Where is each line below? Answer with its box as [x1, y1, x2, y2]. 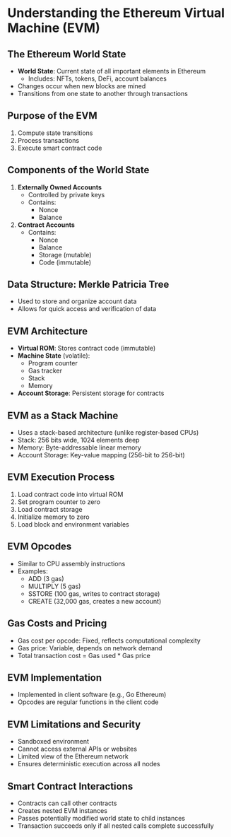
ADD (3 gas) [28, 574, 65, 583]
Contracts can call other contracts [17, 799, 117, 807]
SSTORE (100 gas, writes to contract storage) [28, 589, 160, 598]
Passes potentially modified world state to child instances [17, 814, 186, 822]
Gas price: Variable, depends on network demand [17, 643, 162, 652]
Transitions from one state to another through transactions [17, 90, 189, 98]
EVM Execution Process [7, 472, 115, 484]
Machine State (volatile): [17, 351, 90, 360]
